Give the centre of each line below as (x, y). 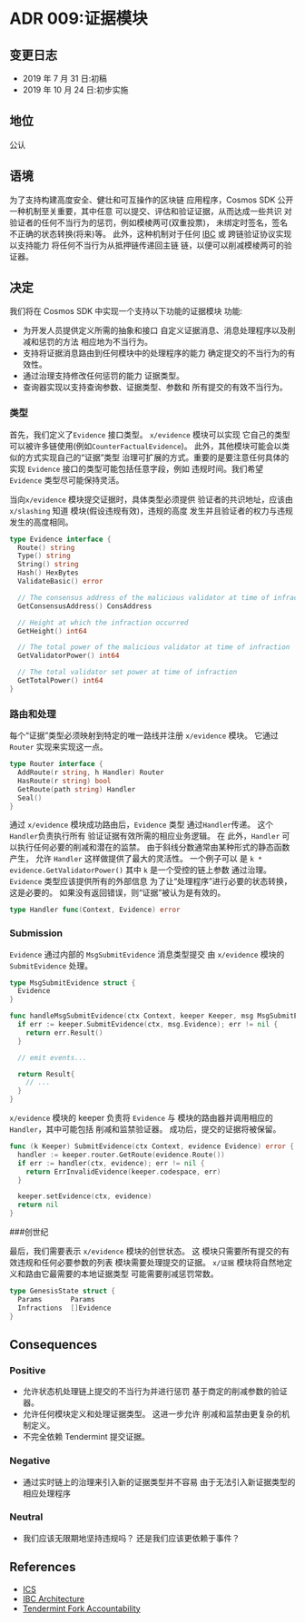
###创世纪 (29, 1232)
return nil (38, 1205)
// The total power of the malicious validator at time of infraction (154, 647)
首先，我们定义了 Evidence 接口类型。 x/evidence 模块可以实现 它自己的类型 (150, 434)
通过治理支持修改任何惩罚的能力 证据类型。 (103, 376)
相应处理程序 (46, 1493)
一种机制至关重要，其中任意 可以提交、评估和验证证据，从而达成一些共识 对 (151, 211)
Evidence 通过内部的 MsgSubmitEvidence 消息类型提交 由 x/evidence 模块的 (147, 954)
